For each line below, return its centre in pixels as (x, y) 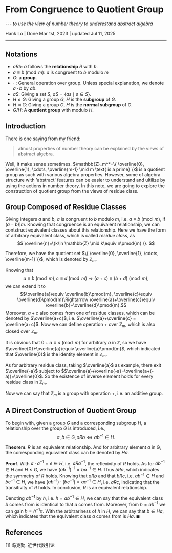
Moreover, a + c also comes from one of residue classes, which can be (80, 313)
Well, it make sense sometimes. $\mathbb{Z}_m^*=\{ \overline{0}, (75, 164)
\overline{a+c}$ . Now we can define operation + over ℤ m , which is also (80, 325)
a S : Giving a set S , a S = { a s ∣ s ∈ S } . (52, 94)
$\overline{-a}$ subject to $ (35, 371)
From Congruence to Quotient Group (84, 9)
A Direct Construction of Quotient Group (71, 411)
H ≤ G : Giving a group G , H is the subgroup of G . (64, 99)
